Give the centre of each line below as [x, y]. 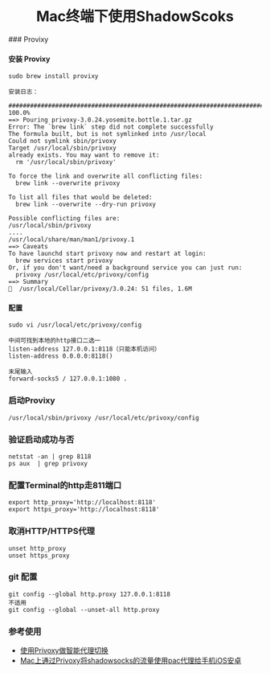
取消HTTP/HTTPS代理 [51, 531]
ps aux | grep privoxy [48, 463]
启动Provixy [32, 400]
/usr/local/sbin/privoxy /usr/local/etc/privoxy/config [104, 418]
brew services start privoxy [64, 261]
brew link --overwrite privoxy [68, 183]
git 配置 [23, 577]
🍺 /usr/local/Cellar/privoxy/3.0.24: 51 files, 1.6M [100, 289]
